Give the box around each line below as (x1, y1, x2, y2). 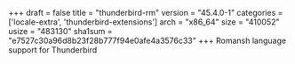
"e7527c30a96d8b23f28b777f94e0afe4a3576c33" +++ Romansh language (8, 35, 286, 46)
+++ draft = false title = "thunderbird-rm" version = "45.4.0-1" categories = (8, 8, 283, 18)
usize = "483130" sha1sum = (8, 26, 113, 36)
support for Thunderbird (8, 45, 98, 55)
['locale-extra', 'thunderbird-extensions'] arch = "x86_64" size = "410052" (8, 17, 280, 27)
